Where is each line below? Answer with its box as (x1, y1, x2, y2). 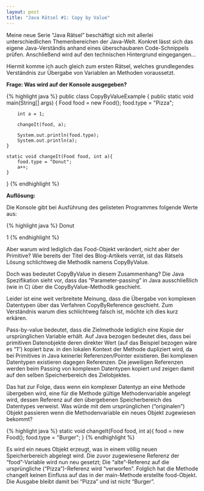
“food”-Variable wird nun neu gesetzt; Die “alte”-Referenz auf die (6, 458, 169, 465)
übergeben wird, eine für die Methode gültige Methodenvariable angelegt (6, 389, 191, 397)
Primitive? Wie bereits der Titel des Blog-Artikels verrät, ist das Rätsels (6, 252, 183, 259)
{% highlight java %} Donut (6, 221, 75, 229)
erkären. (6, 314, 27, 321)
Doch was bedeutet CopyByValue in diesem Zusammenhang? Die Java (6, 270, 185, 277)
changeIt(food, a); (17, 121, 67, 128)
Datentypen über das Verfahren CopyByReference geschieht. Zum (6, 301, 174, 308)
